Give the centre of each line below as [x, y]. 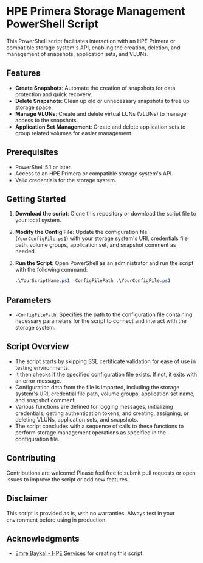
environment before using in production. [57, 520]
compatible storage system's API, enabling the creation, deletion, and [93, 48]
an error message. [38, 381]
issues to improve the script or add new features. [68, 479]
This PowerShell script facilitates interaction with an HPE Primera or [91, 41]
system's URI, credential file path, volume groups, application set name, [105, 394]
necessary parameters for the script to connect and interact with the [101, 321]
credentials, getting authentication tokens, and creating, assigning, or [102, 413]
